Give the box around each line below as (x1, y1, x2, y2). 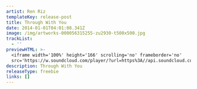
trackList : (6, 36, 33, 42)
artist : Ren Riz (6, 8, 46, 15)
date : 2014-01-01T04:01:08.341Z (6, 25, 85, 31)
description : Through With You (6, 63, 83, 69)
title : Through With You (6, 19, 67, 25)
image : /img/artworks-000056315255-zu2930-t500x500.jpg (6, 30, 145, 36)
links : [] (6, 74, 30, 80)
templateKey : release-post (6, 14, 72, 20)
